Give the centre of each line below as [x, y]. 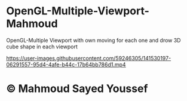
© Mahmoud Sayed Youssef [77, 89]
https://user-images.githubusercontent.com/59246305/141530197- [89, 58]
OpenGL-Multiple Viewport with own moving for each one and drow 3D [93, 40]
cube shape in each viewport [42, 47]
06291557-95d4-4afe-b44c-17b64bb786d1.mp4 [66, 65]
